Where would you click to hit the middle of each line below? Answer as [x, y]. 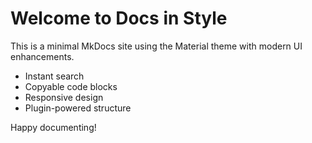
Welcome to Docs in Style [119, 18]
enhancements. [42, 56]
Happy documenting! [53, 127]
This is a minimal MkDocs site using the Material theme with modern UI [156, 46]
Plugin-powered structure [78, 108]
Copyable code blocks [71, 86]
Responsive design [64, 97]
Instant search [54, 76]
